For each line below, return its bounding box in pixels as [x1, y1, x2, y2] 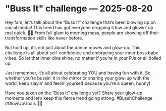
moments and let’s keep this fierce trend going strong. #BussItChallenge [5, 95, 153, 101]
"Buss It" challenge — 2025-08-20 [5, 3, 153, 14]
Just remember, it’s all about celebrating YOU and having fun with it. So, [5, 70, 152, 75]
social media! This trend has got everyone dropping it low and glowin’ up [5, 24, 154, 30]
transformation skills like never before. [5, 35, 83, 41]
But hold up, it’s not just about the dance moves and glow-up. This [5, 44, 141, 50]
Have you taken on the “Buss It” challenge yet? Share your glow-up [5, 90, 143, 96]
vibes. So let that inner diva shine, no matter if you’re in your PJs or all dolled [5, 55, 162, 61]
